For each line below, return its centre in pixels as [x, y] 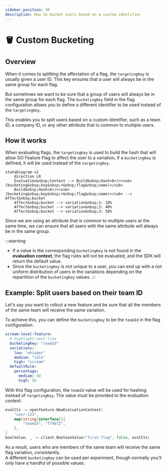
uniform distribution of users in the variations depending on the [77, 272]
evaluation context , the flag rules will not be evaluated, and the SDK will [86, 256]
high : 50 [27, 380]
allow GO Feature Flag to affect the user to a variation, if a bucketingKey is [81, 158]
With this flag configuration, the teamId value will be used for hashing [76, 390]
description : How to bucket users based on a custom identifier [73, 14]
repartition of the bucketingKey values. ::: [54, 277]
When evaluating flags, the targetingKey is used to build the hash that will [81, 153]
